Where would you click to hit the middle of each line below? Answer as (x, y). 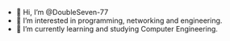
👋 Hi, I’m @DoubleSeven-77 (62, 12)
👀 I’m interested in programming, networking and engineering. (119, 20)
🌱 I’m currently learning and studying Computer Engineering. (117, 29)
